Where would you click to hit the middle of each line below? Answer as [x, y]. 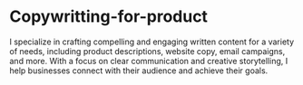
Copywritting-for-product [109, 17]
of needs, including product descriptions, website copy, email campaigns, [147, 51]
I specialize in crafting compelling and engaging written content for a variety [152, 42]
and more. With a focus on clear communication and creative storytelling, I [149, 61]
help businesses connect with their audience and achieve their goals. [139, 71]
